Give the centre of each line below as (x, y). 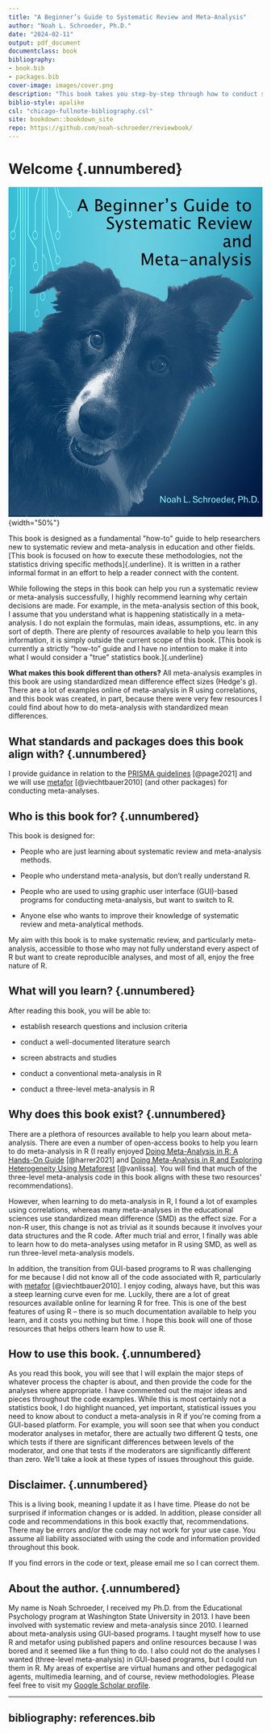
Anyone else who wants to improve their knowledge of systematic (129, 916)
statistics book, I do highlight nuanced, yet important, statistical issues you (132, 1408)
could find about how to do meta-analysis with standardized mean (118, 707)
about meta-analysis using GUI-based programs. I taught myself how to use (134, 1633)
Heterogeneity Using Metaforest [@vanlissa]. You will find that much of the (133, 1168)
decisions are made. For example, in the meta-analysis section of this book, (134, 606)
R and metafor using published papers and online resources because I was (133, 1642)
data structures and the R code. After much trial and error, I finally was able (133, 1235)
